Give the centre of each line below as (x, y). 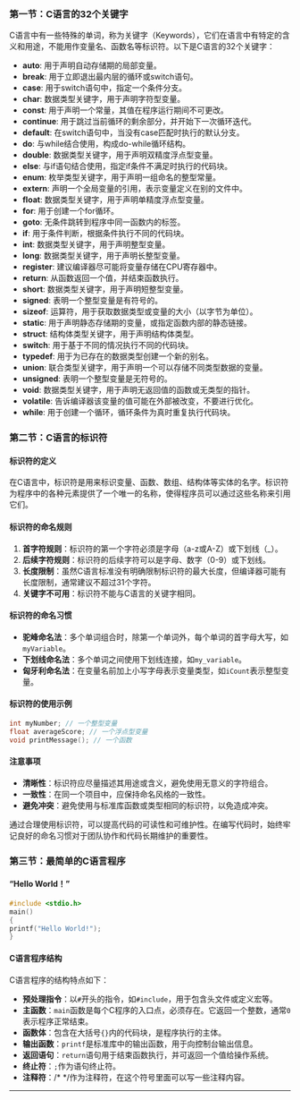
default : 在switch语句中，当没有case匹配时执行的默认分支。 (133, 132)
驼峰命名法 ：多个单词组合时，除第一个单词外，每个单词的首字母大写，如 (155, 636)
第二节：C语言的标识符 (58, 438)
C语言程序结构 (36, 958)
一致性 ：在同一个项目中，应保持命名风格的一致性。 (116, 794)
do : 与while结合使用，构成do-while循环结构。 (106, 144)
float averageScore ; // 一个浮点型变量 (79, 731)
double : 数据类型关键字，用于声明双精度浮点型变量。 (120, 155)
